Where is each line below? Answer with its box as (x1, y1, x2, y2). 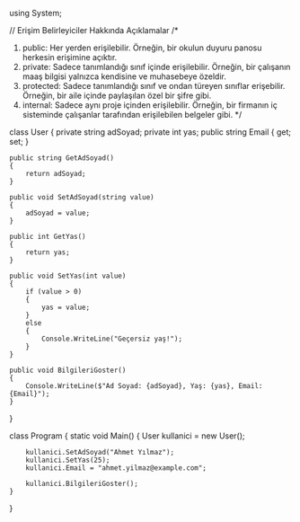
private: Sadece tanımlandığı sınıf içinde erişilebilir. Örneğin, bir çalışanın (22, 62, 291, 72)
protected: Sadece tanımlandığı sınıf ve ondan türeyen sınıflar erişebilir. (22, 81, 286, 91)
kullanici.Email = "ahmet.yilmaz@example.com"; (25, 464, 207, 473)
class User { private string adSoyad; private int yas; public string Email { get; (9, 127, 292, 137)
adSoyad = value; (25, 208, 91, 217)
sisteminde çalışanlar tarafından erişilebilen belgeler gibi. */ (22, 110, 243, 119)
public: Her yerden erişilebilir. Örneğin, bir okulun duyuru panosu (22, 42, 262, 53)
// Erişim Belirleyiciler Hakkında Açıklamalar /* (9, 25, 179, 35)
